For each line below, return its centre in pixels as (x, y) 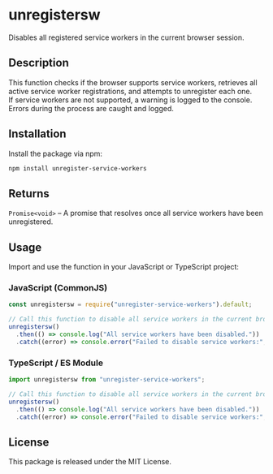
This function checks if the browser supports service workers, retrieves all (133, 82)
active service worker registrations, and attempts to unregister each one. (130, 91)
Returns (29, 194)
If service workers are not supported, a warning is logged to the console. (130, 100)
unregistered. (31, 222)
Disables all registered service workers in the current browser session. (126, 37)
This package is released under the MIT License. (90, 462)
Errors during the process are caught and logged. (91, 108)
